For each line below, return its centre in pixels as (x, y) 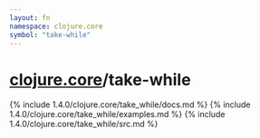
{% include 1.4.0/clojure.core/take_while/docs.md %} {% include (130, 104)
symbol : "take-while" (50, 34)
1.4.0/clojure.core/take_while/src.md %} (84, 124)
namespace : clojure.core (56, 26)
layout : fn (30, 18)
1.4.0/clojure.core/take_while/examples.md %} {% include (117, 114)
